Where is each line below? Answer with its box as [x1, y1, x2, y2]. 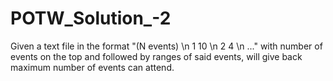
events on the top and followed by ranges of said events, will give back [10, 50, 303, 62]
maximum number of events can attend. [10, 61, 175, 73]
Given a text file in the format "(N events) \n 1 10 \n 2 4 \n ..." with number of [10, 40, 323, 52]
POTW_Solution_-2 [10, 7, 172, 30]
